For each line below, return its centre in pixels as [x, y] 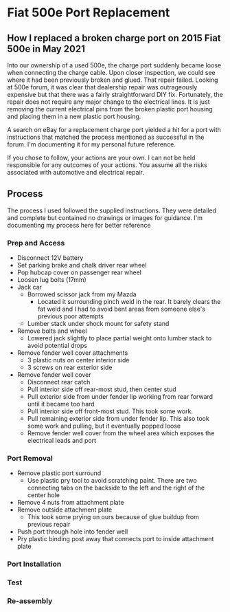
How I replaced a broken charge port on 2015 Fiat [114, 38]
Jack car [30, 287]
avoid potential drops [57, 346]
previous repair [49, 525]
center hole [44, 495]
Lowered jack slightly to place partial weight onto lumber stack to [119, 338]
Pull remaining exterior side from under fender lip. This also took [118, 419]
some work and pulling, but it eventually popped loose [104, 426]
